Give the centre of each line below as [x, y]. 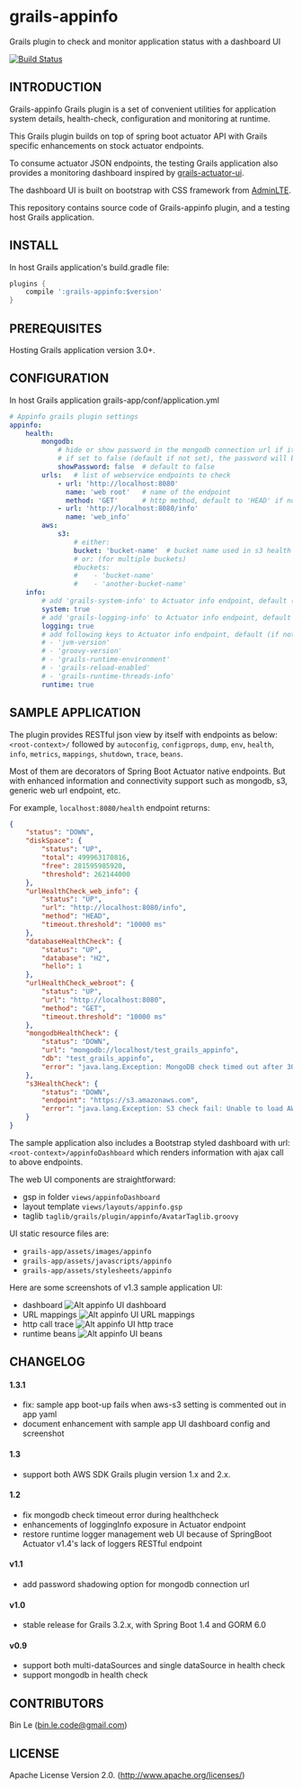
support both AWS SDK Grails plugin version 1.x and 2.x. [126, 1474]
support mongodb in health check [85, 1675]
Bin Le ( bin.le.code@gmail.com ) [68, 1725]
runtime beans [49, 1333]
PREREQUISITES [56, 328]
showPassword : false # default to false [136, 467]
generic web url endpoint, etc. [65, 790]
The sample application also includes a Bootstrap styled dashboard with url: [150, 1142]
